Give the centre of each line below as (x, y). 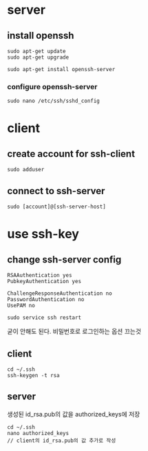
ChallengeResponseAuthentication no (60, 294)
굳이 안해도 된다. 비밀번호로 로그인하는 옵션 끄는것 (74, 332)
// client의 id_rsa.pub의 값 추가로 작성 (62, 441)
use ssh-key (43, 234)
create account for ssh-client (71, 154)
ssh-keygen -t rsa (33, 375)
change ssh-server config (64, 259)
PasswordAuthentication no (46, 300)
